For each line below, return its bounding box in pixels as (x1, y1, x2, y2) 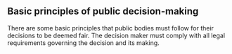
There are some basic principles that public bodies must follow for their (7, 24, 214, 32)
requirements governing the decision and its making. (7, 38, 160, 47)
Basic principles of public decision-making (7, 6, 199, 17)
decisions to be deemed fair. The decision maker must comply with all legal (7, 31, 226, 39)
